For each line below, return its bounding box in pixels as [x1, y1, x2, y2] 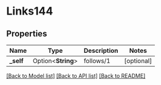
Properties [6, 29, 47, 39]
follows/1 [83, 56, 111, 65]
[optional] [124, 56, 152, 65]
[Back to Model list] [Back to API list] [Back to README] [6, 72, 146, 80]
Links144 [6, 4, 53, 18]
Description [83, 47, 118, 55]
